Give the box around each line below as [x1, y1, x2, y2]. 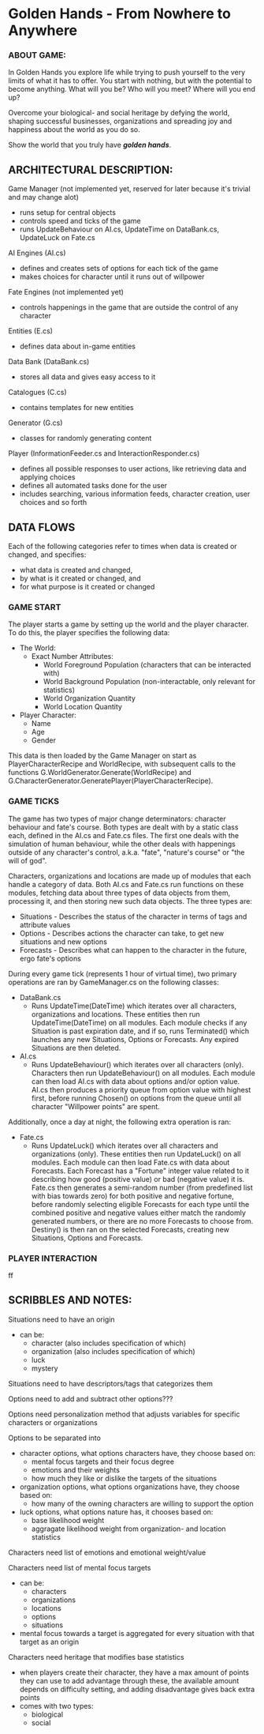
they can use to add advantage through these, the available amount [19, 1676, 240, 1685]
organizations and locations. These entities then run [31, 1009, 200, 1019]
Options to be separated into [8, 1433, 101, 1442]
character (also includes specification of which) [31, 1338, 187, 1348]
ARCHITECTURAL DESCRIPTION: [8, 163, 173, 176]
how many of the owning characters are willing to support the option [31, 1499, 254, 1508]
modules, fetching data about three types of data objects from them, [8, 888, 231, 897]
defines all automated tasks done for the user [19, 481, 168, 491]
